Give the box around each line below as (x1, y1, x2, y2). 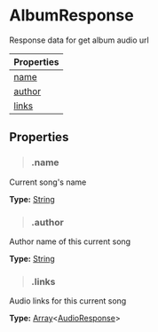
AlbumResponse (9, 5, 135, 26)
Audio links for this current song (9, 296, 127, 306)
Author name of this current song (9, 236, 131, 247)
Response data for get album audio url (9, 35, 149, 45)
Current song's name (9, 177, 87, 187)
